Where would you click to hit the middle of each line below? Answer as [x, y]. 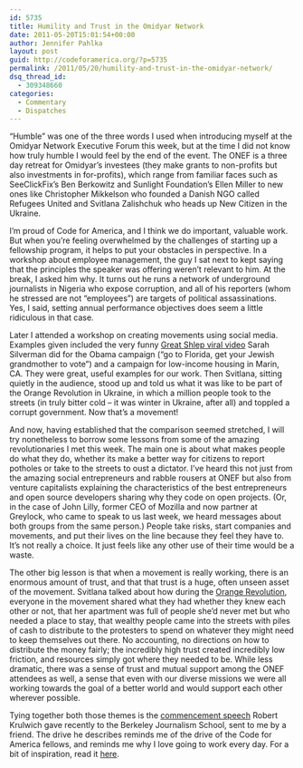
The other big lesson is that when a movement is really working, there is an [149, 573]
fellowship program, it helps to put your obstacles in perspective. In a [138, 250]
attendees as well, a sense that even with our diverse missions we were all [148, 679]
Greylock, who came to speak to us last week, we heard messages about [146, 517]
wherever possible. [45, 698]
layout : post [34, 52]
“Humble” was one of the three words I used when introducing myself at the [151, 136]
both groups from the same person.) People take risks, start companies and [151, 526]
